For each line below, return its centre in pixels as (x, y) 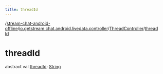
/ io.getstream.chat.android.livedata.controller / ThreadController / (81, 28)
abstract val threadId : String (33, 66)
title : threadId (21, 9)
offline (11, 28)
